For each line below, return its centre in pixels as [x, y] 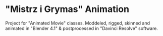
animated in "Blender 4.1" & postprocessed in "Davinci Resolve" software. [82, 28]
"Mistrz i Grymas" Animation [67, 9]
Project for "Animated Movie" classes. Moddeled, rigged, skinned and [78, 23]
